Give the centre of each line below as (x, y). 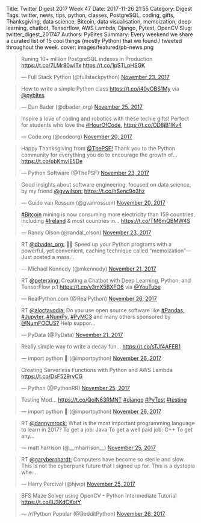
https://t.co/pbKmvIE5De (52, 161)
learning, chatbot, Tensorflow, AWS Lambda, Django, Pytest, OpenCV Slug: (99, 28)
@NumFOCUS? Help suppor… (58, 323)
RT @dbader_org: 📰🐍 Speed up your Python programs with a (96, 244)
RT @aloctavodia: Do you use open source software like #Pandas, (103, 310)
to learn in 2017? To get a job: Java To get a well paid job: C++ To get (107, 429)
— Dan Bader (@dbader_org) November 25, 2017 (82, 107)
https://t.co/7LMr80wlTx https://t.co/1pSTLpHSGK (83, 65)
